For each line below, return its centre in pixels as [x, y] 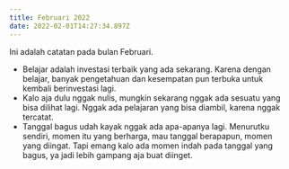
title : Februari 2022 [50, 18]
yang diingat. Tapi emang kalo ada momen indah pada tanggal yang [148, 146]
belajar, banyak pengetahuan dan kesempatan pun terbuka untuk [143, 78]
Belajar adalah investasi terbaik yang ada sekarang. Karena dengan [147, 69]
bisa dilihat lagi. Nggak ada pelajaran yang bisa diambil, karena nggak [151, 107]
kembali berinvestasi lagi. [69, 88]
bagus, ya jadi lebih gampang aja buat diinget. [107, 155]
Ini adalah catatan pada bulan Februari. [82, 51]
